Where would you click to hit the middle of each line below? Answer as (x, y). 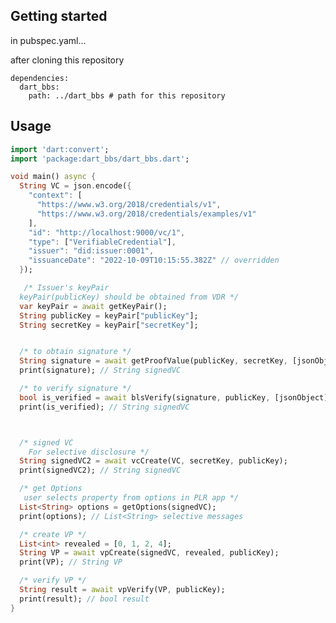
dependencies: (40, 78)
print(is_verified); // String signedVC (104, 407)
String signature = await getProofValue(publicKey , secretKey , (153, 361)
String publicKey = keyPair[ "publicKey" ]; (109, 315)
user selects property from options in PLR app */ (131, 498)
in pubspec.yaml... (48, 40)
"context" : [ (55, 195)
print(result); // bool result (84, 599)
